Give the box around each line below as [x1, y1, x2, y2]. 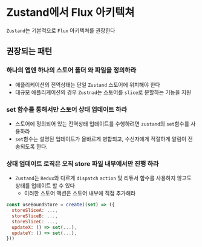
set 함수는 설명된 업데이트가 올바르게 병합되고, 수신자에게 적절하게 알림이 [15, 135, 187, 143]
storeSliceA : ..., [11, 208, 59, 214]
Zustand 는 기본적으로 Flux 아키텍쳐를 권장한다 [6, 27, 116, 34]
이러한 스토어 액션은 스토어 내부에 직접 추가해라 [24, 189, 136, 197]
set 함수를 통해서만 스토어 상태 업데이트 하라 [6, 105, 128, 113]
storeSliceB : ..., [11, 213, 59, 219]
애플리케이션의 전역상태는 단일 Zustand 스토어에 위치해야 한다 [15, 81, 160, 88]
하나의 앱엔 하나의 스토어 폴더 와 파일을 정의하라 [6, 66, 137, 75]
